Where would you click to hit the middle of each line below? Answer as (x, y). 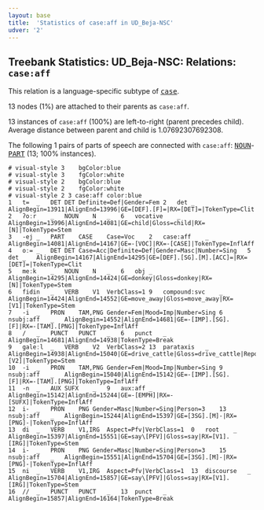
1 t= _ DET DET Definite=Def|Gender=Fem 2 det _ (101, 203)
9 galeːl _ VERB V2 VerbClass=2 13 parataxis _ (109, 347)
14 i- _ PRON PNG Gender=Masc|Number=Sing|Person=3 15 (117, 451)
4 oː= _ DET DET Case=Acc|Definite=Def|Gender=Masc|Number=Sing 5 (130, 251)
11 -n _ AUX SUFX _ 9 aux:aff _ (81, 389)
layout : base (29, 15)
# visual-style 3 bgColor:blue (65, 168)
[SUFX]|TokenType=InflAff (50, 402)
